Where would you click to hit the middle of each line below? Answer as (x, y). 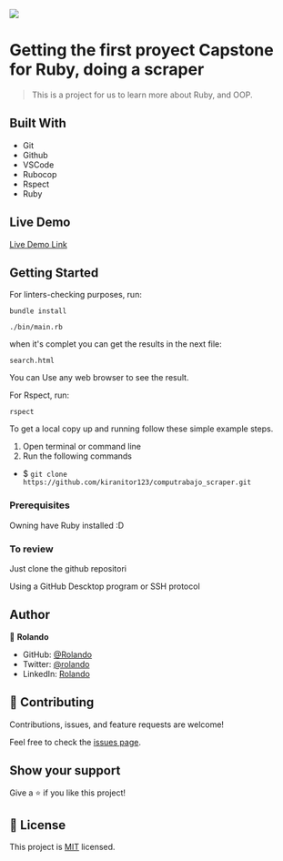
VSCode (38, 165)
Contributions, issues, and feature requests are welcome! (117, 724)
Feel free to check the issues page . (75, 742)
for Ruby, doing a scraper (107, 70)
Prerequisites (40, 505)
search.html (32, 361)
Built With (38, 123)
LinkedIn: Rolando (56, 674)
